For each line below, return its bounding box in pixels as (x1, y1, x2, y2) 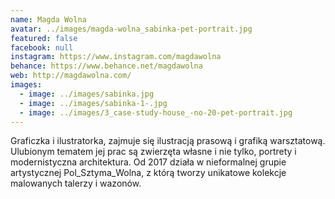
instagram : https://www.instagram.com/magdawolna (10, 52, 222, 62)
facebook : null (10, 42, 74, 53)
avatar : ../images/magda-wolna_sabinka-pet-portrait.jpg (10, 24, 253, 34)
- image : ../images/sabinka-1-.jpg (19, 98, 168, 108)
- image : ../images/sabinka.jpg (19, 89, 155, 99)
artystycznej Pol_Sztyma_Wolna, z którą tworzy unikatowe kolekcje (10, 167, 287, 179)
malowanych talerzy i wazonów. (10, 177, 142, 190)
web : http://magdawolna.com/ (10, 71, 132, 81)
